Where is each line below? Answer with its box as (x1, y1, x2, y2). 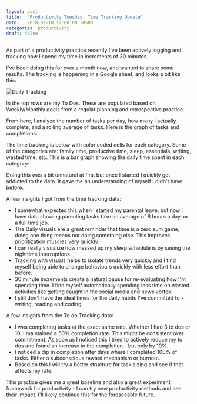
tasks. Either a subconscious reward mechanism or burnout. (14, 355, 161, 362)
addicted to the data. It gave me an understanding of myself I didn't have (6, 178, 182, 185)
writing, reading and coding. (14, 301, 84, 308)
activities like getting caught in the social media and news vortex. (14, 288, 173, 295)
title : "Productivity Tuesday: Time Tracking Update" (6, 14, 143, 20)
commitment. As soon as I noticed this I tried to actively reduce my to (14, 336, 183, 343)
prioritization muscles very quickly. (14, 238, 100, 245)
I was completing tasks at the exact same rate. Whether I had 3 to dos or (14, 323, 191, 330)
